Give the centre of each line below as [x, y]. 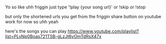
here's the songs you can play [36, 31]
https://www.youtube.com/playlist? [103, 31]
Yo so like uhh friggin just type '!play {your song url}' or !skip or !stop [76, 7]
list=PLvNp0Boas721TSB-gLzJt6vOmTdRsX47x [53, 36]
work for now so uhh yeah [32, 22]
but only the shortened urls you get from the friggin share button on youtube [83, 16]
